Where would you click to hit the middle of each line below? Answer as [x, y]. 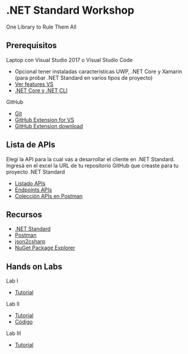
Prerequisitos [32, 46]
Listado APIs [30, 183]
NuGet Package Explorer [45, 248]
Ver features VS [34, 84]
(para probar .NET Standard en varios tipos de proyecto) [84, 77]
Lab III [14, 333]
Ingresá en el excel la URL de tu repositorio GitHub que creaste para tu [93, 165]
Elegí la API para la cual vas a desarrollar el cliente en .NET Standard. [90, 159]
